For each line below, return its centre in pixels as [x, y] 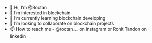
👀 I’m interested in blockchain [40, 13]
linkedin [18, 36]
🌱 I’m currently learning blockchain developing [58, 18]
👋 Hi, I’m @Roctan [28, 8]
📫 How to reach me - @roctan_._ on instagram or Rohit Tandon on [78, 29]
